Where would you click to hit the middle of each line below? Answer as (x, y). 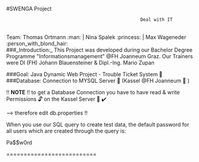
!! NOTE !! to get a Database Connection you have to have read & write (93, 92)
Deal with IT (156, 20)
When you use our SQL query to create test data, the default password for (98, 124)
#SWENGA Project (29, 9)
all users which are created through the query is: (66, 131)
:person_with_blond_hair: (37, 43)
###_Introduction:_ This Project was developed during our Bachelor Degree (99, 50)
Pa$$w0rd (19, 142)
